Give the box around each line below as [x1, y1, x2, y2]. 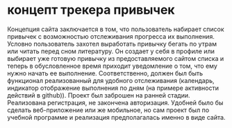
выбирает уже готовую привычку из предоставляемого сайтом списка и [7, 54, 224, 62]
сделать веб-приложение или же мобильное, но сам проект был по [7, 106, 210, 114]
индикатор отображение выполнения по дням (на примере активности [7, 84, 219, 92]
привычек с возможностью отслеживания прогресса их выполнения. [7, 32, 215, 40]
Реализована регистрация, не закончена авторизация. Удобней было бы [7, 98, 224, 107]
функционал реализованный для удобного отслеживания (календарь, [7, 76, 215, 84]
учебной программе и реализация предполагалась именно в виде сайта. [7, 113, 226, 121]
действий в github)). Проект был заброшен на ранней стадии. [7, 91, 190, 99]
